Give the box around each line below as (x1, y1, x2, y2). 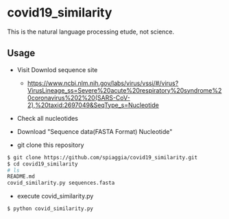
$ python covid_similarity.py (7, 205, 94, 212)
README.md (7, 173, 36, 180)
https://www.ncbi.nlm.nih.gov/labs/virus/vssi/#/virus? (27, 79, 179, 87)
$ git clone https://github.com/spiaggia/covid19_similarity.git (7, 154, 197, 161)
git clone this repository (16, 141, 84, 149)
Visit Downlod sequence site (16, 65, 98, 73)
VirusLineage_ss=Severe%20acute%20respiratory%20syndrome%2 (27, 86, 222, 94)
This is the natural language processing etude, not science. (7, 27, 175, 36)
